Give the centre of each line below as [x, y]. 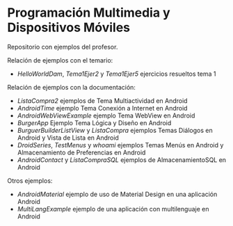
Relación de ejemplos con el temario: [60, 60]
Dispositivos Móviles [69, 27]
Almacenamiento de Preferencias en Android [81, 152]
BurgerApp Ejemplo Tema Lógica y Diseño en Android [94, 122]
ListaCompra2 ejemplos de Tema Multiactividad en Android [102, 100]
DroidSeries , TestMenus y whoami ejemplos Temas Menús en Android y [120, 145]
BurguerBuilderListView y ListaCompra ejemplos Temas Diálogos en [115, 130]
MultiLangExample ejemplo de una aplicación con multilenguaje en [113, 209]
